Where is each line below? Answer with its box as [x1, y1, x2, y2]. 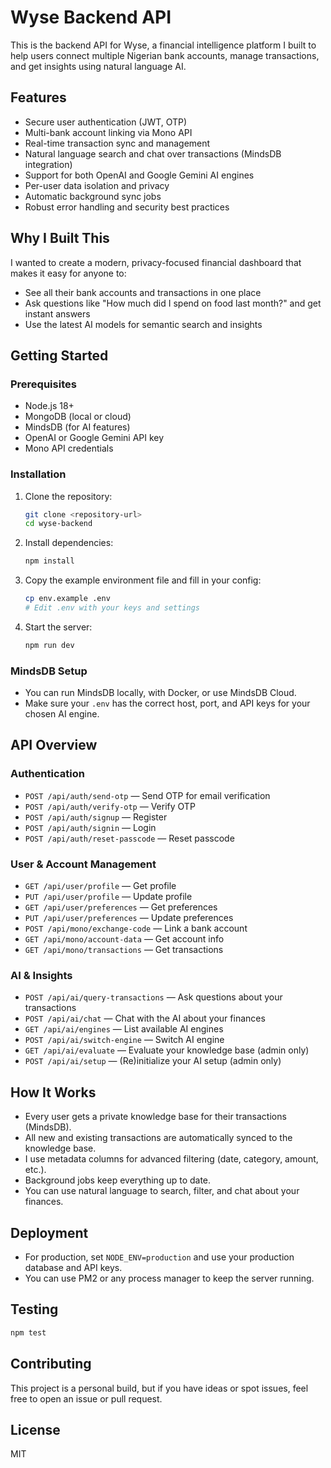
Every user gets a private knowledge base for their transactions [24, 1111, 287, 1123]
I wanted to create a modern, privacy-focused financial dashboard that [10, 256, 302, 268]
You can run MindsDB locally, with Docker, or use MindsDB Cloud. [24, 687, 297, 699]
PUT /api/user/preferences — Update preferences [24, 912, 234, 924]
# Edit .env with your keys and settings [24, 603, 200, 613]
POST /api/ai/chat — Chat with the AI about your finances [24, 1012, 266, 1025]
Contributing [10, 1356, 92, 1373]
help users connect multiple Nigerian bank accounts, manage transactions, [10, 49, 320, 61]
